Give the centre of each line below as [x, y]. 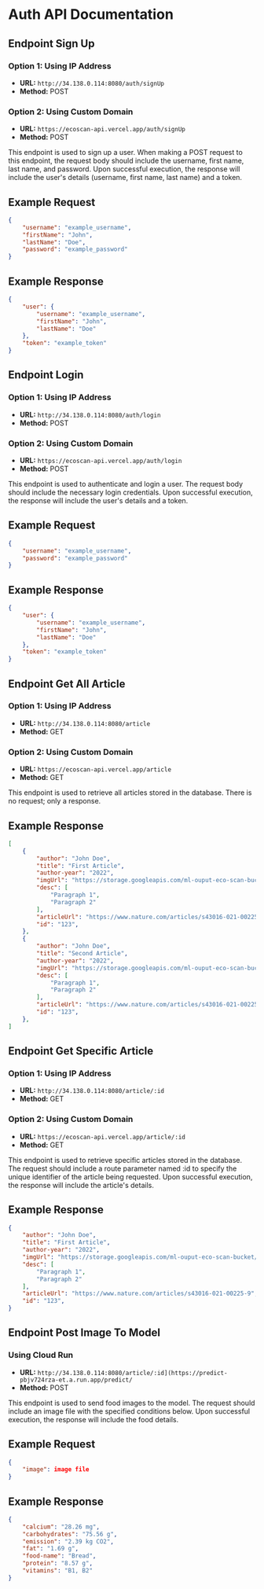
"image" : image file [56, 1469]
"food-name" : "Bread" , [59, 1556]
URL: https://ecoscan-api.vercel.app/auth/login [101, 461]
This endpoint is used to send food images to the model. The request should [132, 1403]
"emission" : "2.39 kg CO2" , [68, 1541]
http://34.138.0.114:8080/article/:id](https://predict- [132, 1373]
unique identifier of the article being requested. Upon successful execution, [130, 1176]
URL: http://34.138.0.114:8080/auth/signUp [92, 83]
